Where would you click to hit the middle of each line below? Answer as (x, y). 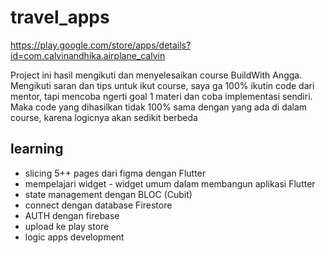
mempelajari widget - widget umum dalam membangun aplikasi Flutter (170, 183)
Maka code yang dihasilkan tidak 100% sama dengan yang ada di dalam (159, 107)
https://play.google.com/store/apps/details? (101, 45)
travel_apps (60, 17)
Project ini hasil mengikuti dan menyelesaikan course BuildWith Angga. (156, 75)
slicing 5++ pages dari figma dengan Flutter (115, 173)
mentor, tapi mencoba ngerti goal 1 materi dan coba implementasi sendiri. (161, 96)
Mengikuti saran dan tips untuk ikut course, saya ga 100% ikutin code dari (162, 85)
